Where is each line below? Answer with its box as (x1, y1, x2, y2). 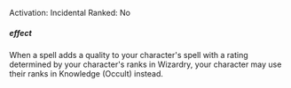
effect (9, 27, 33, 38)
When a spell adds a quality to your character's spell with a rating (9, 49, 248, 60)
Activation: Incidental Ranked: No (9, 8, 131, 18)
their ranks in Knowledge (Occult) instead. (9, 68, 164, 78)
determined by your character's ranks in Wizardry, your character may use (9, 59, 282, 70)
